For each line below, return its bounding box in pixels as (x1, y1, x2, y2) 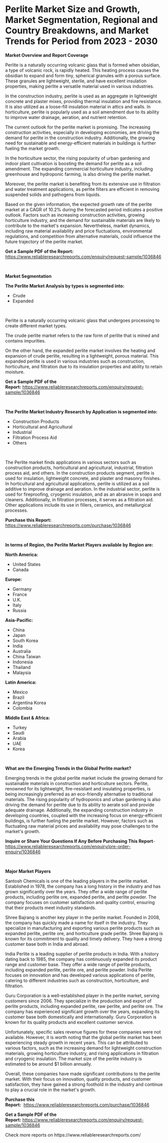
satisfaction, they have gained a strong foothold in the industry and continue (5, 1081, 163, 1087)
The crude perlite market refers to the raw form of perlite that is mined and (5, 332, 159, 338)
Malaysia (12, 669, 31, 675)
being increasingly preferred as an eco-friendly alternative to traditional (5, 791, 153, 797)
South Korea (12, 637, 39, 643)
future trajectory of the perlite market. (5, 239, 84, 245)
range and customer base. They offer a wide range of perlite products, (5, 961, 151, 967)
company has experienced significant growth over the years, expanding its (5, 1008, 159, 1014)
